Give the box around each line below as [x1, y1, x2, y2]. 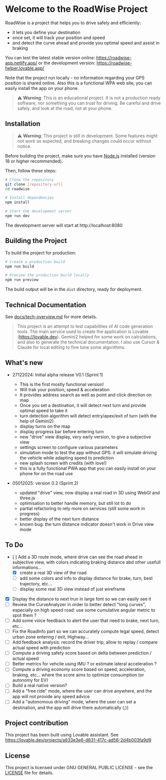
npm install [5, 200, 30, 205]
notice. [17, 143, 32, 149]
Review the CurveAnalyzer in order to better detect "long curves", [12, 601, 146, 607]
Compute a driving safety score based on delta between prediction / [12, 650, 152, 656]
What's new [5, 359, 43, 367]
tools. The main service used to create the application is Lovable [17, 328, 149, 334]
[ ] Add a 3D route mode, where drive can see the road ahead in [12, 554, 143, 560]
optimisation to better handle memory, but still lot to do [19, 500, 131, 506]
